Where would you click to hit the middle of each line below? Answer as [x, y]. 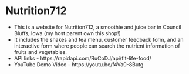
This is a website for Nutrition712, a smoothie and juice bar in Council [97, 27]
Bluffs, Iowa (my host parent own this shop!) [67, 33]
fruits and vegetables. [40, 52]
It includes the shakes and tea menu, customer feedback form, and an [99, 39]
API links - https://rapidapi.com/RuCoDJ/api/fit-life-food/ [83, 58]
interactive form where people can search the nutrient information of [97, 46]
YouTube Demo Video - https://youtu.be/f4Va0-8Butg [79, 64]
